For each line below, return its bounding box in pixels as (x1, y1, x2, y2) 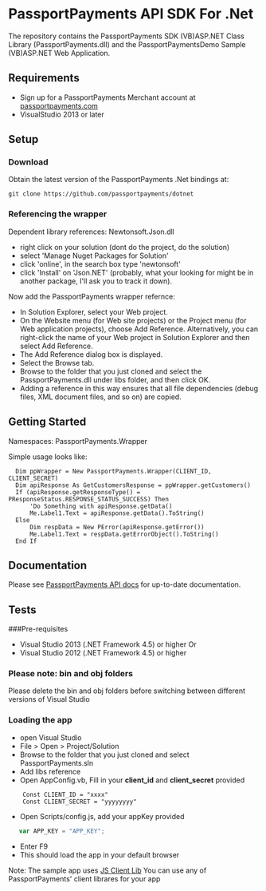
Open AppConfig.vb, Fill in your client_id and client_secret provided (19, 775, 245, 785)
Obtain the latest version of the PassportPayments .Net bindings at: (8, 175, 229, 184)
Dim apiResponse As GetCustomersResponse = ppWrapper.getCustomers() (15, 481, 251, 489)
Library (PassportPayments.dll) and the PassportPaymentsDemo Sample (8, 39, 246, 49)
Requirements (8, 71, 80, 85)
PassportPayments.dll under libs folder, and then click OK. (19, 374, 211, 384)
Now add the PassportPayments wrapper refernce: (8, 291, 175, 301)
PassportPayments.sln (19, 758, 94, 767)
